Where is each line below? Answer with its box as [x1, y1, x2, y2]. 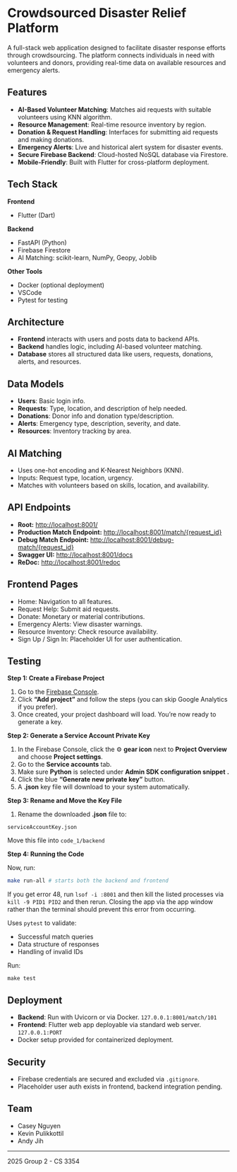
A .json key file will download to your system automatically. [17, 783, 190, 791]
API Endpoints [7, 501, 71, 514]
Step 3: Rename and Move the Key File [7, 796, 122, 805]
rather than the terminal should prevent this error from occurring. [7, 905, 196, 914]
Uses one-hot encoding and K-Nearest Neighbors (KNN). [17, 466, 184, 475]
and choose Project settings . [17, 753, 104, 761]
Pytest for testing [17, 296, 68, 304]
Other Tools [7, 267, 43, 275]
